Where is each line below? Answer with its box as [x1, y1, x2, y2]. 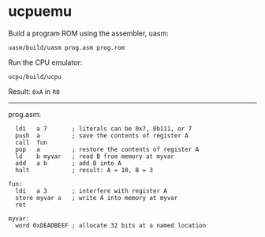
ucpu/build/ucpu [8, 73, 62, 81]
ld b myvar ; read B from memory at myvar [15, 152, 175, 160]
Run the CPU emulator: [8, 58, 83, 67]
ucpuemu [8, 2, 73, 21]
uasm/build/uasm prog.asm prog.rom [8, 43, 125, 51]
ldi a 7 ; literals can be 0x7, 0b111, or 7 [15, 125, 192, 133]
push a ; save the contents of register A [15, 131, 189, 140]
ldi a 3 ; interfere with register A [15, 186, 168, 195]
